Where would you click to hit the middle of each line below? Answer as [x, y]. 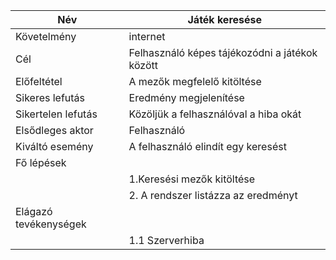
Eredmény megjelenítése [186, 97]
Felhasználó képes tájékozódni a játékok [223, 52]
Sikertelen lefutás [56, 114]
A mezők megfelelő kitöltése [195, 81]
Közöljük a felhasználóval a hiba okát [215, 114]
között [143, 65]
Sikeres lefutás [50, 97]
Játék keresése [225, 19]
